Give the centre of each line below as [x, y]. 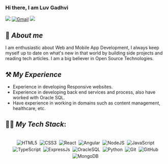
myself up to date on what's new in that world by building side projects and [84, 53]
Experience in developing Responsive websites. [63, 87]
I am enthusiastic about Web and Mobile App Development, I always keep [82, 48]
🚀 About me [24, 35]
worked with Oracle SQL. [39, 97]
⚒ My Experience [34, 75]
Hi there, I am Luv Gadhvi [37, 8]
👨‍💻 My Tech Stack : [36, 125]
